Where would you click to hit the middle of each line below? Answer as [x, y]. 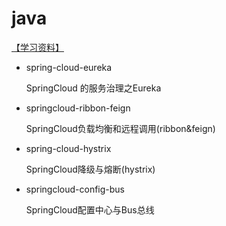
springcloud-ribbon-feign [78, 108]
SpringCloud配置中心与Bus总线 [90, 209]
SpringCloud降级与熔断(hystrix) [90, 169]
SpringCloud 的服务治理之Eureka [93, 88]
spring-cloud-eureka [69, 67]
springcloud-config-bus [75, 189]
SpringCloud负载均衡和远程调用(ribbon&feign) [120, 128]
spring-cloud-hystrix [68, 148]
